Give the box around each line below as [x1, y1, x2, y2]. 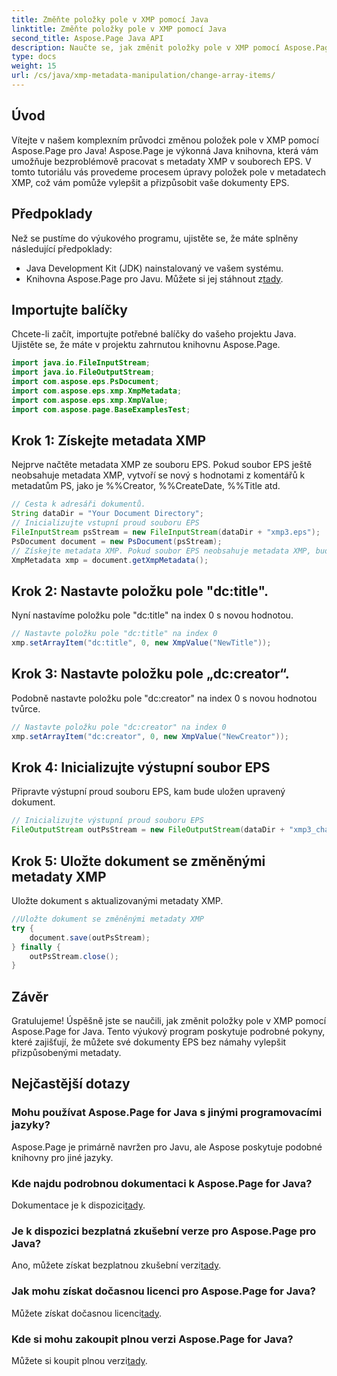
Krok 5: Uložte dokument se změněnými [11, 852, 266, 870]
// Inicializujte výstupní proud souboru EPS [11, 816, 204, 826]
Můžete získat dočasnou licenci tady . [11, 1307, 163, 1319]
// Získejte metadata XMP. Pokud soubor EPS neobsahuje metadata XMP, [11, 546, 312, 556]
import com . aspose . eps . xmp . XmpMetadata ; [11, 386, 183, 396]
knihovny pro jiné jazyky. [11, 1151, 114, 1163]
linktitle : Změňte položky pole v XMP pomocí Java [11, 24, 227, 34]
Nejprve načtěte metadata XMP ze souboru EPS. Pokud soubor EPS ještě [11, 459, 313, 471]
